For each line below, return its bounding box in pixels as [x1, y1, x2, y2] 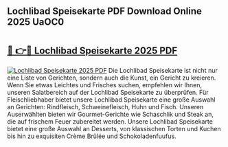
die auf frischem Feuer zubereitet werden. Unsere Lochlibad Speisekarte [7, 117, 213, 126]
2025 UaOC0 [7, 16, 65, 28]
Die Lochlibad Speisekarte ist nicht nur [109, 67, 218, 74]
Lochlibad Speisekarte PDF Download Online [7, 5, 203, 17]
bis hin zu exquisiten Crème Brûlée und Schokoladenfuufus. [7, 132, 176, 140]
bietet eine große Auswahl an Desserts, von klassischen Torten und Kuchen [7, 125, 221, 133]
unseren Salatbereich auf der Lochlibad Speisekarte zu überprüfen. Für [7, 89, 209, 96]
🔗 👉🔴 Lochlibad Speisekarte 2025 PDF [7, 45, 178, 56]
